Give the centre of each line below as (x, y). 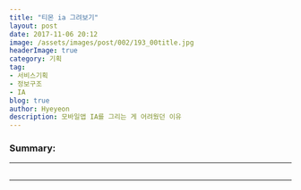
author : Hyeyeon (39, 109)
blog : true (30, 100)
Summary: (33, 148)
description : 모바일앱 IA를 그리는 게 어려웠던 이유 (95, 117)
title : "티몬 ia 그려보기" (54, 17)
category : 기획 (36, 59)
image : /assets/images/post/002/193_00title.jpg (102, 42)
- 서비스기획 (29, 76)
